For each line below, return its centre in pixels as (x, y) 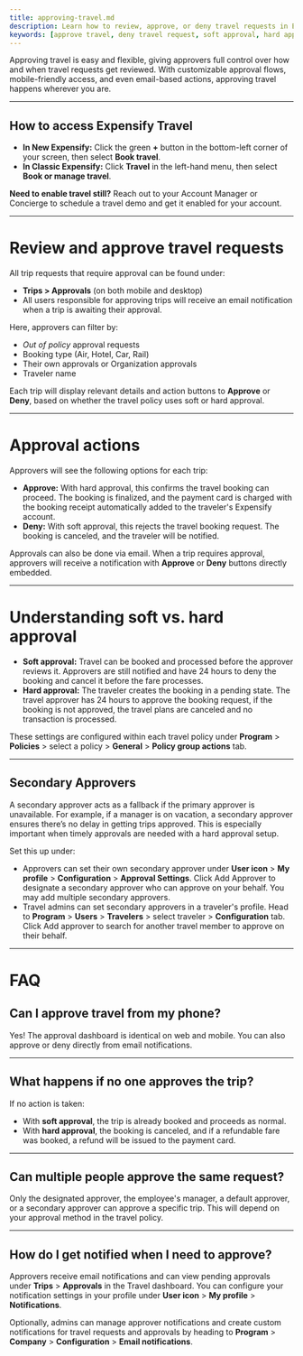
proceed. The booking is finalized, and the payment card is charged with (157, 498)
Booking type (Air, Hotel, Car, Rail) (86, 355)
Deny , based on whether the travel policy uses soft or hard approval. (137, 401)
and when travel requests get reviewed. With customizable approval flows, (148, 69)
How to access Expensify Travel (101, 126)
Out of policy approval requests (81, 345)
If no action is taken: (47, 1103)
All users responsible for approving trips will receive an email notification (157, 300)
